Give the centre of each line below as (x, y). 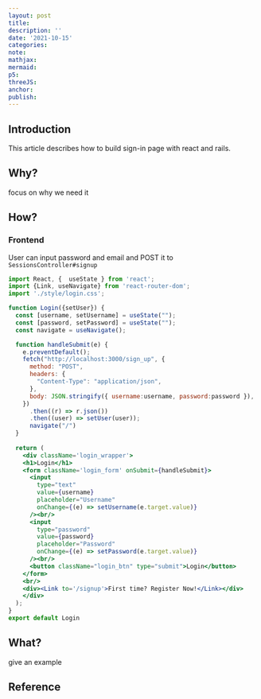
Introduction (40, 129)
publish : (23, 97)
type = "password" (64, 530)
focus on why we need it (49, 192)
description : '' (35, 30)
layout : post (30, 16)
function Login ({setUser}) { (56, 308)
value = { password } (65, 537)
